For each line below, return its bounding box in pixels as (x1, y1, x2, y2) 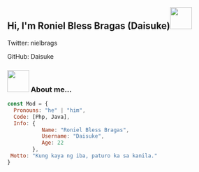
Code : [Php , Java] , (13, 113, 71, 120)
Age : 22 (41, 139, 64, 147)
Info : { (13, 120, 36, 127)
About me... (30, 85, 72, 94)
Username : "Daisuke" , (41, 133, 105, 140)
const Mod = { (7, 101, 49, 108)
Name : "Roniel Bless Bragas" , (41, 127, 130, 134)
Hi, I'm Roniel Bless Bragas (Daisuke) (7, 20, 171, 32)
